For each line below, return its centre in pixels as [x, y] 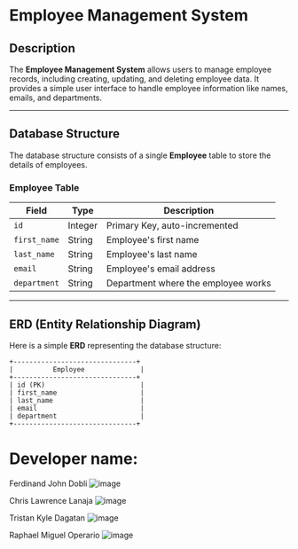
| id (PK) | [77, 385]
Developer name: [74, 459]
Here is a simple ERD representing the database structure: [115, 345]
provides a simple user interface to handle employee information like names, [149, 88]
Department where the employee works [189, 283]
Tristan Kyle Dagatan [47, 518]
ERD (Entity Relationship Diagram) [105, 324]
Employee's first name [153, 240]
